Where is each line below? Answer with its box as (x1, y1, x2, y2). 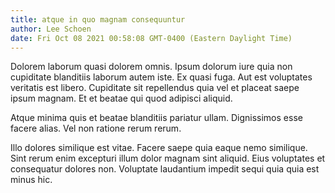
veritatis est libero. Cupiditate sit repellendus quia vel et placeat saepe (10, 82, 300, 94)
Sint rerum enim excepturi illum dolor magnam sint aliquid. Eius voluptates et (10, 152, 326, 165)
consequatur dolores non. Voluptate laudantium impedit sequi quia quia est (10, 163, 320, 175)
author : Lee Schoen (10, 24, 92, 34)
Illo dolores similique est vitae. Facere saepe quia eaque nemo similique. (10, 142, 308, 154)
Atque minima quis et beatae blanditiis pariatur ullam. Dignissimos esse (10, 112, 303, 124)
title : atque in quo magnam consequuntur (10, 14, 186, 25)
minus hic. (10, 174, 53, 186)
